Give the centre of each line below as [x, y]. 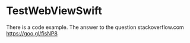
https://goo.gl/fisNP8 [32, 33]
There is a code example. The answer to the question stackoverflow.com [95, 27]
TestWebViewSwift [54, 11]
